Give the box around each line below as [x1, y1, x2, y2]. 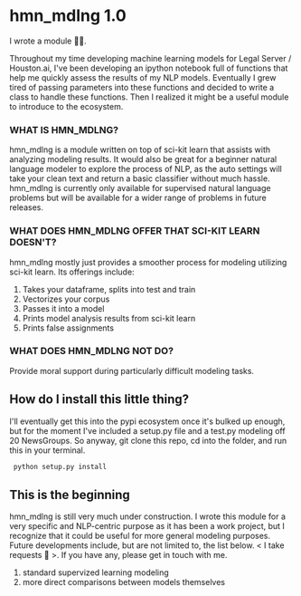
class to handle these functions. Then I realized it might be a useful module [9, 91, 289, 102]
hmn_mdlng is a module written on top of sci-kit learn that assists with [9, 144, 271, 155]
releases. [9, 202, 43, 213]
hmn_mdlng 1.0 [9, 5, 127, 26]
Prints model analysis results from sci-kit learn [22, 312, 196, 323]
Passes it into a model [22, 303, 105, 313]
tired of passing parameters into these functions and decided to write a [9, 82, 275, 92]
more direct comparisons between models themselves [22, 577, 226, 588]
